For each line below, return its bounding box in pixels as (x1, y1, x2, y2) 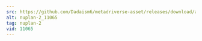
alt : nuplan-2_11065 (6, 14, 58, 20)
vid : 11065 (6, 25, 34, 32)
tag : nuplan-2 (6, 20, 42, 26)
